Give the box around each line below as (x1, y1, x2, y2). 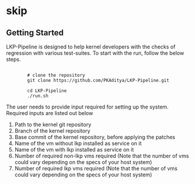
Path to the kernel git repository (14, 121, 92, 128)
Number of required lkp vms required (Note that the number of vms (14, 165, 178, 172)
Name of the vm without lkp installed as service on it (14, 140, 142, 147)
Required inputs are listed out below (6, 110, 93, 116)
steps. (6, 56, 21, 63)
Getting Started (6, 28, 64, 38)
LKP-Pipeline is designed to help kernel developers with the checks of (6, 43, 176, 50)
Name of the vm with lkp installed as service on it (14, 146, 134, 153)
